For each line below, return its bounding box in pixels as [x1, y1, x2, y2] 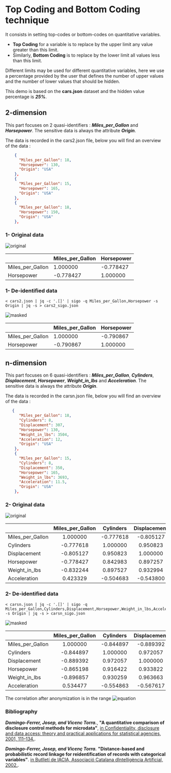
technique [5, 14, 49, 26]
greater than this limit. [12, 46, 59, 53]
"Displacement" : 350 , [18, 465, 65, 471]
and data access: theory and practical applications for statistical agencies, [5, 730, 161, 736]
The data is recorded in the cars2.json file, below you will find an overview [5, 137, 161, 144]
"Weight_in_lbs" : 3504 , [18, 432, 70, 437]
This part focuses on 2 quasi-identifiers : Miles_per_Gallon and [5, 122, 138, 128]
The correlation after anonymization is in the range [5, 695, 111, 701]
